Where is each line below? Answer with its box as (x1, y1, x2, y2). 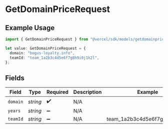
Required (46, 89, 69, 96)
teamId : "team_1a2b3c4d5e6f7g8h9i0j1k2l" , (9, 55, 99, 60)
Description (73, 89, 102, 96)
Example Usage (5, 24, 55, 32)
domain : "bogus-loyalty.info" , (9, 50, 75, 56)
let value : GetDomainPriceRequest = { (5, 46, 86, 51)
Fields (5, 74, 25, 82)
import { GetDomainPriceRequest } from (5, 37, 88, 42)
